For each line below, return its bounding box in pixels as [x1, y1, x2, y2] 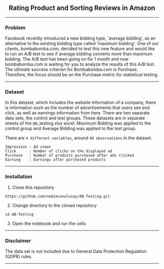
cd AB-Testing [5, 212, 34, 217]
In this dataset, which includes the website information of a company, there [5, 100, 156, 106]
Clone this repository [12, 184, 55, 190]
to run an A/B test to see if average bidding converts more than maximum [5, 51, 153, 57]
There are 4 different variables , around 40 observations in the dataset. [5, 135, 152, 141]
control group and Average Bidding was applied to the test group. [5, 126, 137, 132]
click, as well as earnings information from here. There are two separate [5, 110, 150, 116]
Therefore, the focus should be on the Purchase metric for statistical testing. [5, 72, 159, 78]
